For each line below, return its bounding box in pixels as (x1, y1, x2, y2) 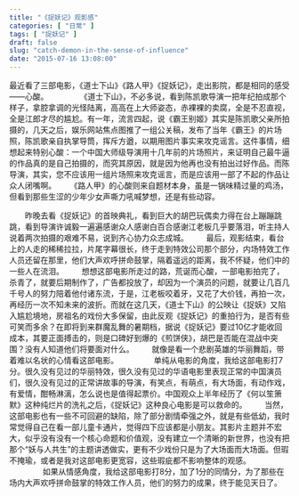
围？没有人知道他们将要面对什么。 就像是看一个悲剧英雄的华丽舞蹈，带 (9, 344, 285, 354)
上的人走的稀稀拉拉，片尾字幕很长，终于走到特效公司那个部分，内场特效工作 (9, 244, 290, 254)
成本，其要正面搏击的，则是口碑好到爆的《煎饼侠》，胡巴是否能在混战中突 (9, 333, 279, 343)
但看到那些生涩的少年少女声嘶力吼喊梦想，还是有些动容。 (9, 191, 220, 201)
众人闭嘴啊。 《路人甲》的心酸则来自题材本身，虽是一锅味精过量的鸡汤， (9, 180, 288, 191)
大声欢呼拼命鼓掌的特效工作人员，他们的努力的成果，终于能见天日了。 (24, 477, 282, 488)
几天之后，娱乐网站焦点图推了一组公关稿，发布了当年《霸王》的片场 (32, 125, 282, 134)
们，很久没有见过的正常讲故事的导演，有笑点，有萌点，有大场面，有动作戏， (9, 378, 290, 387)
